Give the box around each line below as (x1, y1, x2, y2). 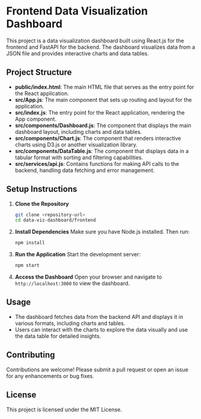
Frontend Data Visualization (6, 4, 148, 18)
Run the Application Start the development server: (14, 251, 141, 258)
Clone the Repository (14, 200, 69, 207)
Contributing (6, 350, 55, 360)
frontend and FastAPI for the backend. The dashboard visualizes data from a (6, 43, 196, 51)
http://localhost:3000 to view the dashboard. (14, 280, 130, 287)
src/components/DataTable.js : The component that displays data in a (14, 147, 189, 154)
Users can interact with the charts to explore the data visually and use (14, 326, 188, 333)
